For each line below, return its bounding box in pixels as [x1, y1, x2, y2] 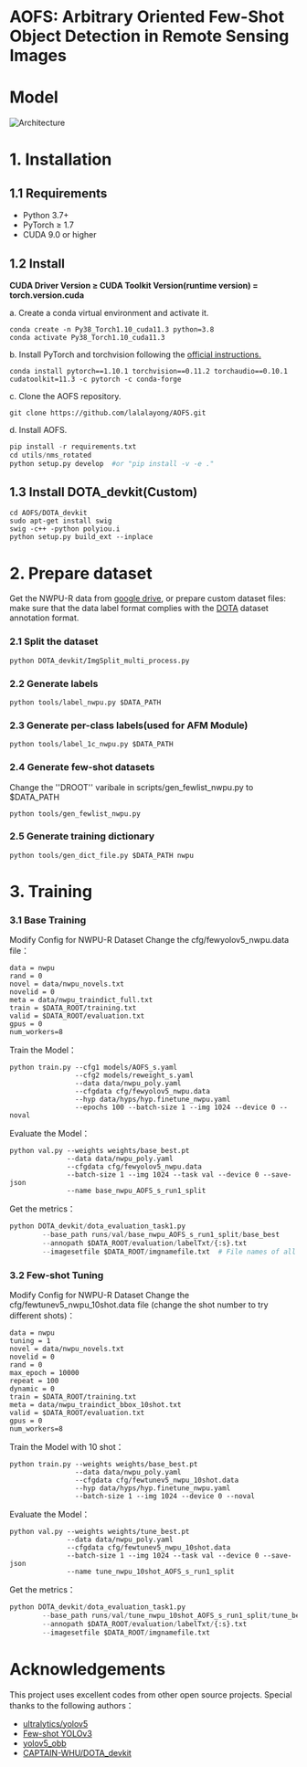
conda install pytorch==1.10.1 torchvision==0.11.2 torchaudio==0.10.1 [9, 366, 288, 376]
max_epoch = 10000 [9, 1369, 79, 1378]
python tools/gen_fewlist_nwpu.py [9, 809, 142, 819]
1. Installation [9, 149, 112, 170]
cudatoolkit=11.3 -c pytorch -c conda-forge [9, 375, 182, 384]
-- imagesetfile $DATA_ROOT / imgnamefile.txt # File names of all [42, 1247, 297, 1256]
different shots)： [9, 1310, 76, 1321]
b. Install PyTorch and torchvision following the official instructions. [9, 349, 262, 360]
